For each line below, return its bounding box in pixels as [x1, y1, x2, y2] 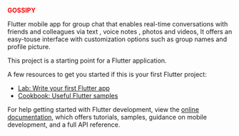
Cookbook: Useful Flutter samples [17, 92, 118, 100]
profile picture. [7, 43, 51, 51]
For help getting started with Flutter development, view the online [7, 105, 200, 113]
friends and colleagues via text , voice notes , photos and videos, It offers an [7, 28, 233, 36]
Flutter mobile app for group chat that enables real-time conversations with [7, 20, 228, 28]
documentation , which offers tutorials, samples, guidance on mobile [7, 113, 207, 121]
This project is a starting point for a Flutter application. [7, 56, 167, 65]
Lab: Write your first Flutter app [17, 84, 111, 92]
